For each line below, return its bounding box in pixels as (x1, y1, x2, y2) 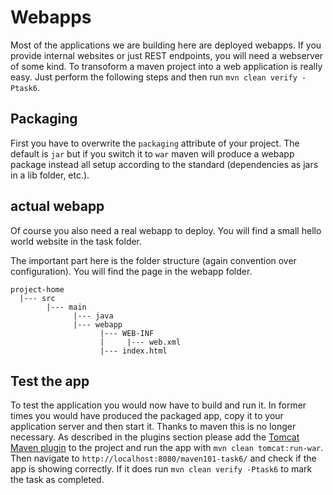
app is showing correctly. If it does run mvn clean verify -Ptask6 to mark (10, 463, 313, 475)
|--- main (46, 302, 87, 312)
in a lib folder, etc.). (10, 169, 90, 181)
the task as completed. (10, 474, 105, 486)
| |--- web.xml (99, 337, 182, 347)
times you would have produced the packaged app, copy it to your (10, 410, 284, 422)
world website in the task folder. (10, 235, 143, 247)
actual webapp (10, 198, 105, 215)
